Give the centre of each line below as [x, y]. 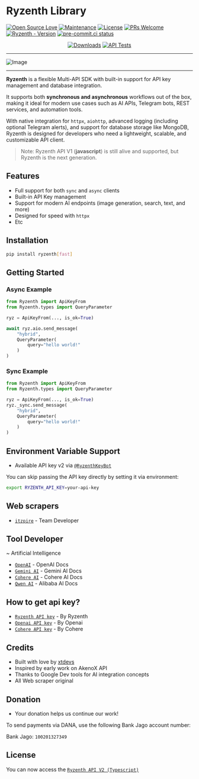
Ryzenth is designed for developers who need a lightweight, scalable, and [96, 133]
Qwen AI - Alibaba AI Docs [46, 584]
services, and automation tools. [44, 109]
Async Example [29, 289]
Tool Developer [35, 539]
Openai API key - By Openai [49, 623]
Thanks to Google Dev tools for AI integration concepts [82, 675]
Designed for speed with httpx [52, 215]
